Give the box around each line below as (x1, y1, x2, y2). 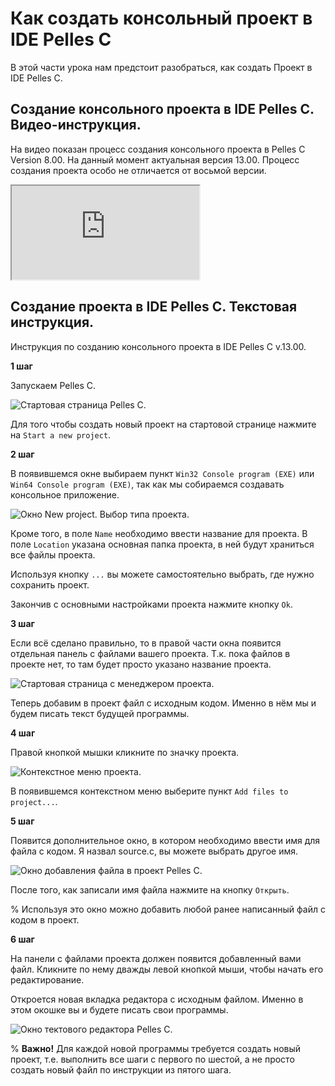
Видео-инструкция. (10, 117, 142, 134)
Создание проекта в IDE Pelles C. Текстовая (10, 298, 298, 316)
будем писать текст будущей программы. (10, 707, 190, 719)
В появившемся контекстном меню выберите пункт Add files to (10, 785, 289, 797)
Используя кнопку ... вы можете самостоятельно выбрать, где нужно (10, 568, 315, 580)
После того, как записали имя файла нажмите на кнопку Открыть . (10, 883, 290, 896)
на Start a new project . (10, 428, 112, 441)
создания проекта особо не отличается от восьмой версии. (10, 164, 267, 176)
